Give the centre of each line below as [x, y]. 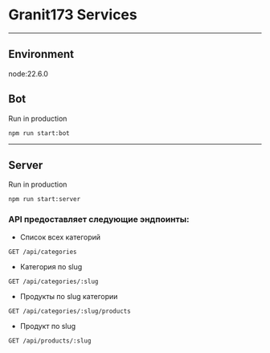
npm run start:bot [39, 133]
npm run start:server [45, 199]
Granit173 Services [73, 15]
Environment [41, 54]
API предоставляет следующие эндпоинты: [99, 220]
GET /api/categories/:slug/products [70, 311]
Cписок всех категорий [60, 237]
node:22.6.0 [28, 73]
